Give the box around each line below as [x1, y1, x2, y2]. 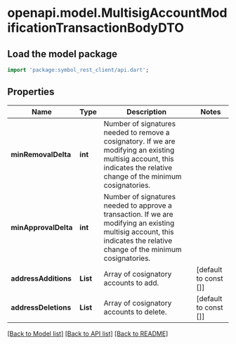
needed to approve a [103, 200, 172, 210]
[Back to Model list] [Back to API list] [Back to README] [7, 329, 169, 338]
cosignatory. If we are [103, 136, 176, 146]
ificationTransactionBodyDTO [7, 20, 184, 36]
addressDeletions [11, 302, 72, 312]
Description [126, 107, 167, 117]
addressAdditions [11, 273, 72, 283]
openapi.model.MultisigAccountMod [7, 5, 228, 21]
